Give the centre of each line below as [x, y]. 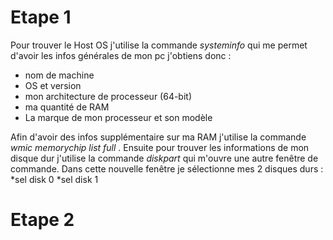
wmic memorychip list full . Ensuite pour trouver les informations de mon [160, 147]
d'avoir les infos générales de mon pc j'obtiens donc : [121, 55]
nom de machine [59, 75]
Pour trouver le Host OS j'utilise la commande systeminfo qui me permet [159, 45]
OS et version [53, 85]
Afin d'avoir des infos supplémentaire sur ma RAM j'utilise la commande [158, 137]
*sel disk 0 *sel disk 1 [54, 179]
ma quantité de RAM [67, 107]
